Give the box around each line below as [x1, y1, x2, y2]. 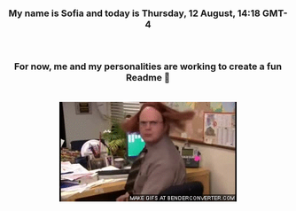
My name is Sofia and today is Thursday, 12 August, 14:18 [8, 7, 261, 20]
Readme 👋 [126, 72, 170, 84]
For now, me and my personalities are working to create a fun [13, 60, 283, 73]
